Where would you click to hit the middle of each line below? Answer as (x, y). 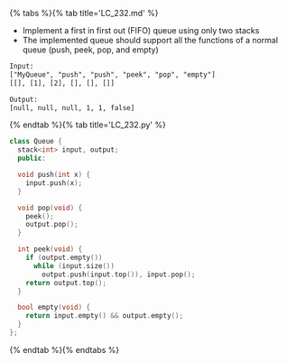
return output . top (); (66, 283)
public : (32, 158)
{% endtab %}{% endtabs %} (65, 349)
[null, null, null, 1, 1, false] (72, 107)
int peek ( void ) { (50, 249)
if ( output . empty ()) (64, 257)
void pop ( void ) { (50, 208)
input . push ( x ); (54, 183)
